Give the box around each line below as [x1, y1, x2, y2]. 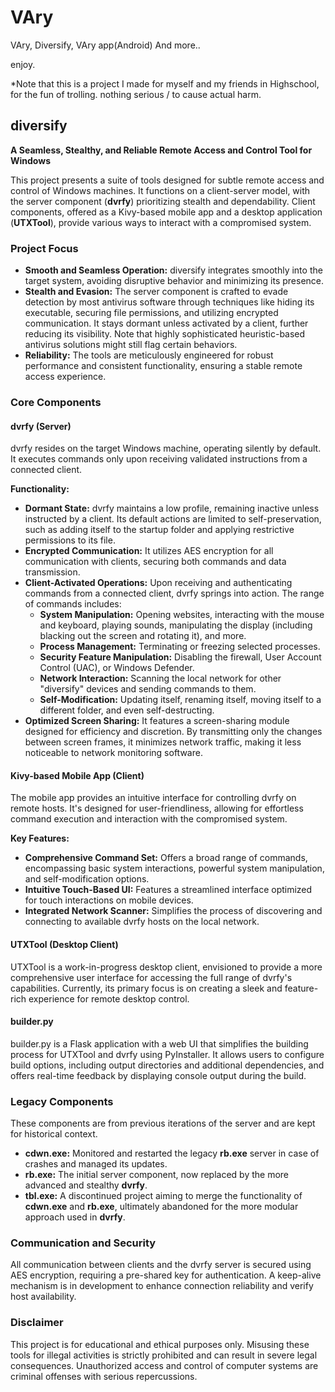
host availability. [10, 1291, 77, 1303]
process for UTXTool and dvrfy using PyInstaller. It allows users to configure [10, 1048, 325, 1060]
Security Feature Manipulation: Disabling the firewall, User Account [39, 651, 322, 663]
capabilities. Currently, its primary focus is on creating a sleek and [10, 982, 283, 994]
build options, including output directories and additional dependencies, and [10, 1059, 325, 1071]
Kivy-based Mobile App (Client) [10, 769, 145, 781]
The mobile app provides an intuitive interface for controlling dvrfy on [10, 792, 297, 804]
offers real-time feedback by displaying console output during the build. [10, 1069, 307, 1081]
